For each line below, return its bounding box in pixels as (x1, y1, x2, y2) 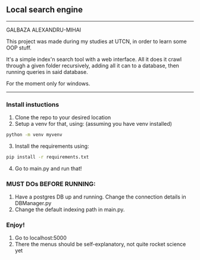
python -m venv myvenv (6, 132, 62, 138)
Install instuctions (6, 100, 60, 109)
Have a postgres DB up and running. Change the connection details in (14, 193, 186, 200)
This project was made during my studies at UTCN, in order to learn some (6, 38, 187, 45)
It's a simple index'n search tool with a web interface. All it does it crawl (6, 55, 182, 63)
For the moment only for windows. (6, 80, 90, 87)
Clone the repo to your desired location (14, 114, 111, 121)
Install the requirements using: (14, 143, 89, 150)
